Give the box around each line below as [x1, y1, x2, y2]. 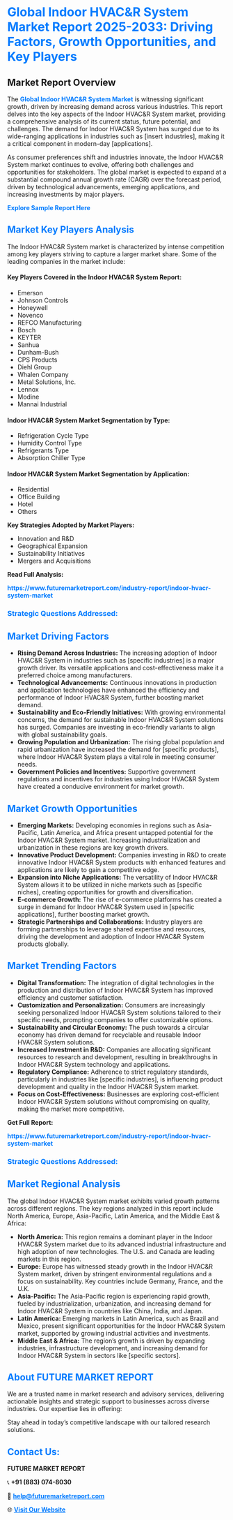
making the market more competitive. [17, 1105, 125, 1113]
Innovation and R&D [17, 535, 74, 543]
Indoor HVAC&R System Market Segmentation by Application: [7, 469, 190, 478]
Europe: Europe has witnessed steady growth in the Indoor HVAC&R [17, 1262, 214, 1271]
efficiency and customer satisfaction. [17, 993, 124, 1002]
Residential [17, 485, 49, 494]
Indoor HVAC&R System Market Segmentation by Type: [7, 416, 170, 425]
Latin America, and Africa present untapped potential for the [40, 828, 214, 836]
